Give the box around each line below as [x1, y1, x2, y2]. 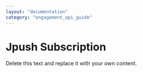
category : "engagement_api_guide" [5, 14, 93, 20]
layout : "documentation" [5, 8, 68, 15]
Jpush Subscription [5, 40, 106, 54]
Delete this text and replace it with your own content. [5, 60, 137, 67]
